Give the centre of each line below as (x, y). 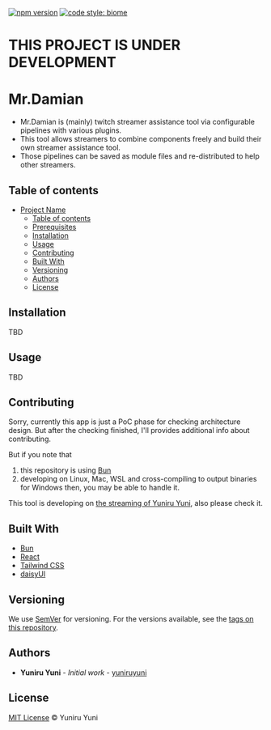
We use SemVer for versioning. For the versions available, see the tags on (131, 619)
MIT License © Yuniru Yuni (53, 717)
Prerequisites (54, 227)
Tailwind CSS (42, 566)
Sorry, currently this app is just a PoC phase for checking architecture (125, 422)
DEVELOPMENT (63, 63)
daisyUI (33, 574)
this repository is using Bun (66, 470)
